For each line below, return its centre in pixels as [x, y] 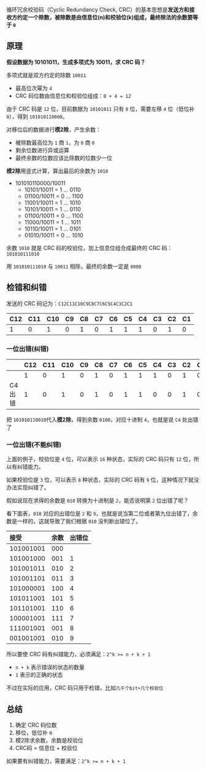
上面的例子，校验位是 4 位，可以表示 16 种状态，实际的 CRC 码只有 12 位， [100, 459]
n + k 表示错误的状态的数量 [50, 667]
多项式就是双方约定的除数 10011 [46, 75]
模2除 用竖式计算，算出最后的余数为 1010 [57, 170]
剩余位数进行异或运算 [42, 150]
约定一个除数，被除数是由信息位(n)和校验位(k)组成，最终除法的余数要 [105, 17]
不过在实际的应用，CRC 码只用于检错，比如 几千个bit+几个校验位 [85, 688]
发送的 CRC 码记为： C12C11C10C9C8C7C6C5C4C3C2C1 [70, 303]
